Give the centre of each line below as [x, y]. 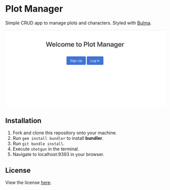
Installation [23, 120]
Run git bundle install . [39, 144]
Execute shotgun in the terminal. [46, 149]
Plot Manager [34, 9]
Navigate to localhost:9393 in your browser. [58, 155]
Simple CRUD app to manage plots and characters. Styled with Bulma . [78, 23]
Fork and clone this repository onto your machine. [65, 133]
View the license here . [28, 182]
